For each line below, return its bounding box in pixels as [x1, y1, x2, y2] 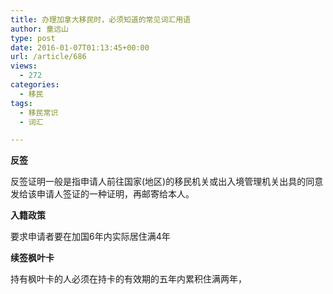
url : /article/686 [10, 52, 87, 62]
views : [10, 61, 38, 71]
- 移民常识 [19, 107, 59, 118]
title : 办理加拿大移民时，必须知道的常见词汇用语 [10, 14, 191, 25]
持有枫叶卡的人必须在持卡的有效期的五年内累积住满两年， [10, 273, 247, 285]
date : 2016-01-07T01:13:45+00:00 [10, 42, 150, 53]
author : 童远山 [10, 24, 69, 34]
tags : [10, 98, 33, 108]
